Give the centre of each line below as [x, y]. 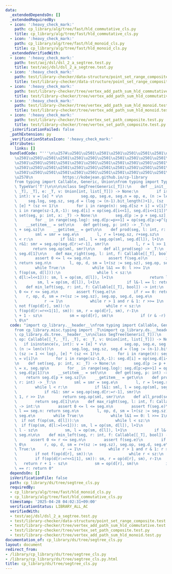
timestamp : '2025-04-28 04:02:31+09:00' [53, 502]
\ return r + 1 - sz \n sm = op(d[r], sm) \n [77, 464]
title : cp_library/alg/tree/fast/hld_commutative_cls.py [77, 34]
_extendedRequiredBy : [33, 20]
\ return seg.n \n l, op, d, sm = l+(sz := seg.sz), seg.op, [88, 263]
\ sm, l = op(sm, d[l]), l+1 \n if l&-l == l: [86, 282]
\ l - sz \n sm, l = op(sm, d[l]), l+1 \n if [87, 430]
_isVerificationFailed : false [42, 129]
